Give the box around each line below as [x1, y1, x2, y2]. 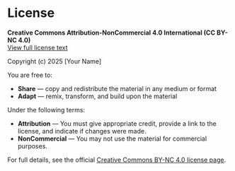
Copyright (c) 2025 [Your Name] [7, 57, 102, 65]
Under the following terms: [7, 105, 86, 114]
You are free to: [7, 71, 53, 79]
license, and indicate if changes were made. [17, 126, 147, 135]
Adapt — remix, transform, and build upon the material [17, 92, 178, 100]
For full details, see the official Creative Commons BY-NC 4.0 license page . [7, 155, 227, 164]
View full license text [7, 43, 69, 52]
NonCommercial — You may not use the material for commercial [17, 134, 207, 143]
